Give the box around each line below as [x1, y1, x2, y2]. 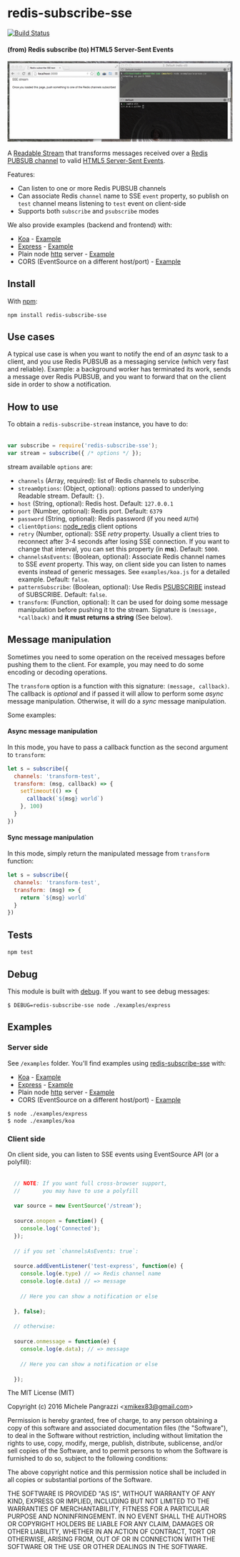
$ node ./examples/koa [7, 1117, 75, 1124]
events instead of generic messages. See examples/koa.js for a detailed [17, 567, 230, 576]
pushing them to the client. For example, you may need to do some [7, 660, 204, 669]
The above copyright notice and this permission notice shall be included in [7, 1468, 226, 1476]
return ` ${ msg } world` [20, 894, 88, 901]
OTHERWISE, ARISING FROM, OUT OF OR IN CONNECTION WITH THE [7, 1535, 216, 1543]
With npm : [7, 296, 38, 305]
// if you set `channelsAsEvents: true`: [14, 1248, 139, 1255]
